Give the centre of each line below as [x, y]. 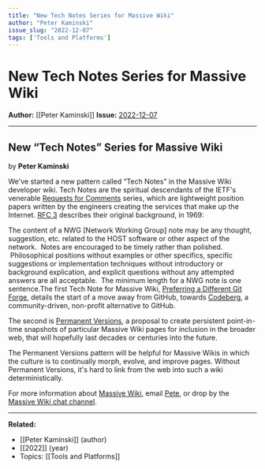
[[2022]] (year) [44, 448]
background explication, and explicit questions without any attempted [121, 272]
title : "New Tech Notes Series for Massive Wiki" [91, 15]
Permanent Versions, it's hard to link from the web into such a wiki [116, 370]
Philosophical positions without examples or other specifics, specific [121, 255]
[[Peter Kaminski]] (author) [63, 439]
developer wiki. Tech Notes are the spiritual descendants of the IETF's [122, 190]
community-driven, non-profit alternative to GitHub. [92, 305]
